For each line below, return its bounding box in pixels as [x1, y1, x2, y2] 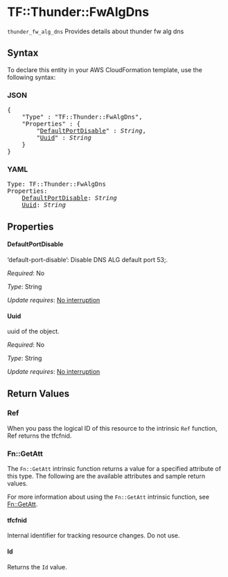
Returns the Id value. [7, 562, 67, 571]
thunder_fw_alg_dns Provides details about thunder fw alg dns [7, 27, 184, 35]
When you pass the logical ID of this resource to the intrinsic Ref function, [7, 424, 218, 432]
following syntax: [7, 73, 56, 81]
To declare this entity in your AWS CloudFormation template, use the [7, 65, 202, 74]
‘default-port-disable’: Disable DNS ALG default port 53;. [7, 255, 168, 264]
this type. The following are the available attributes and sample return [7, 472, 206, 481]
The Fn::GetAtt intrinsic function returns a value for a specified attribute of [7, 465, 222, 473]
